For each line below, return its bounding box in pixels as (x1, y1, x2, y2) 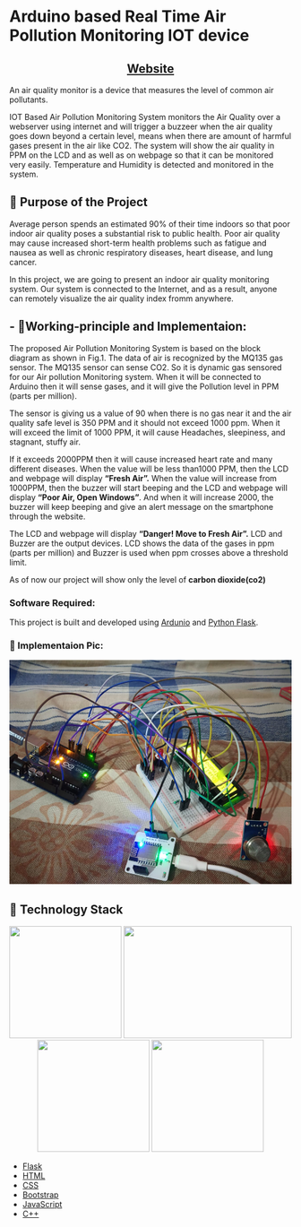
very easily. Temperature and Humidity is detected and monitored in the (9, 160, 274, 169)
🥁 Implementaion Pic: (9, 639, 104, 652)
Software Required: (9, 596, 96, 609)
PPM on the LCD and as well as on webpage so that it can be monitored (9, 150, 274, 160)
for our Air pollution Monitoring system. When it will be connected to (9, 371, 262, 382)
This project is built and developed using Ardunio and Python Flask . (9, 617, 259, 627)
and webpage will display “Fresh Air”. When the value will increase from (9, 472, 278, 483)
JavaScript (21, 1199, 63, 1210)
